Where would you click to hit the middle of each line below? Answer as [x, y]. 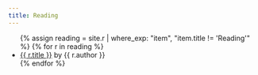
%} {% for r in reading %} [62, 46]
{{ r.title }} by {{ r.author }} [62, 54]
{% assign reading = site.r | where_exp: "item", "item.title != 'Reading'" [135, 38]
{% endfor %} [42, 63]
